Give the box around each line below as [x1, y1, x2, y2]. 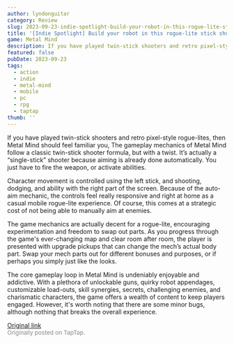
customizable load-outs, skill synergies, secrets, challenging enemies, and [7, 285, 221, 293]
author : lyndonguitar [7, 10, 70, 17]
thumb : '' [7, 114, 36, 121]
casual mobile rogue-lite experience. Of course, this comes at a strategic [7, 198, 217, 207]
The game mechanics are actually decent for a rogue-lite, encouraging [7, 219, 210, 228]
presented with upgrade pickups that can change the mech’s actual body [7, 242, 217, 250]
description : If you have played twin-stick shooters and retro [7, 43, 198, 50]
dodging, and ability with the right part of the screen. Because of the [7, 184, 204, 192]
